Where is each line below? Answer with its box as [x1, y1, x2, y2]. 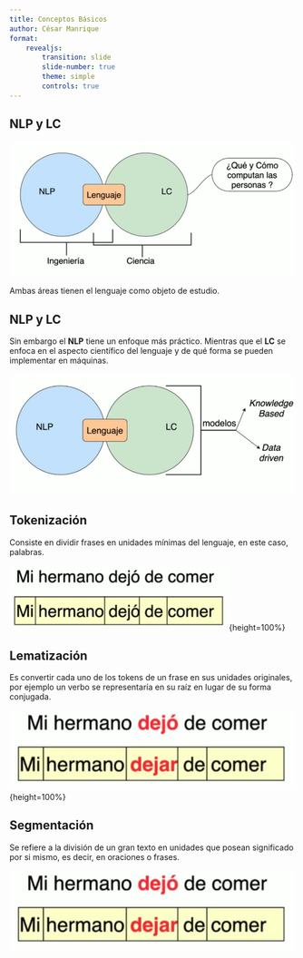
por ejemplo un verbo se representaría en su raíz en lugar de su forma [9, 681, 272, 693]
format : [9, 34, 39, 43]
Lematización [9, 648, 88, 663]
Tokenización [9, 513, 88, 528]
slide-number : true [42, 63, 116, 72]
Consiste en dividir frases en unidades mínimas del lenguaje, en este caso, [9, 536, 288, 548]
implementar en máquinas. [9, 355, 109, 367]
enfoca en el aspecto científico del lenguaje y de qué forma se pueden [9, 346, 274, 357]
